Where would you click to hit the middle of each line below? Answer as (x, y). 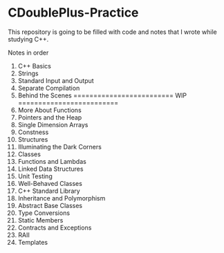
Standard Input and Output (56, 80)
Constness (33, 132)
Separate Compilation (49, 88)
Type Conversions (44, 213)
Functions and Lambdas (52, 161)
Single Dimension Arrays (53, 124)
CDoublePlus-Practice (73, 13)
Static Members (40, 220)
